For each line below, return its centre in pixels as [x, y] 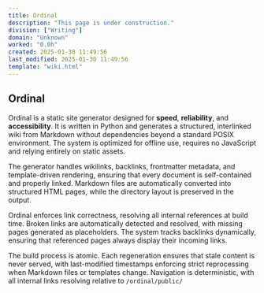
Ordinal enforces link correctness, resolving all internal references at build [128, 215]
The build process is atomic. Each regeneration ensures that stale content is [132, 255]
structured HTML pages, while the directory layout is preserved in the [121, 191]
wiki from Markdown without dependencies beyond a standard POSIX [121, 134]
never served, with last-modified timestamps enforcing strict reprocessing [129, 264]
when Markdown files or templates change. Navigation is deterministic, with [131, 272]
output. [20, 200]
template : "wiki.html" [45, 67]
